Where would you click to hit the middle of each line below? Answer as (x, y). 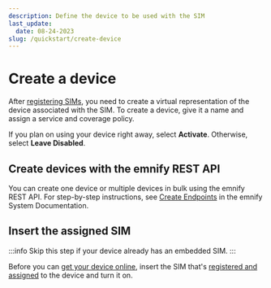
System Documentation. (49, 205)
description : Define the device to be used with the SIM (107, 16)
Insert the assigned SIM (70, 231)
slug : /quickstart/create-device (65, 39)
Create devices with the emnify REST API (114, 169)
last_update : (30, 24)
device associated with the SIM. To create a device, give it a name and (126, 110)
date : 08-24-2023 (45, 31)
